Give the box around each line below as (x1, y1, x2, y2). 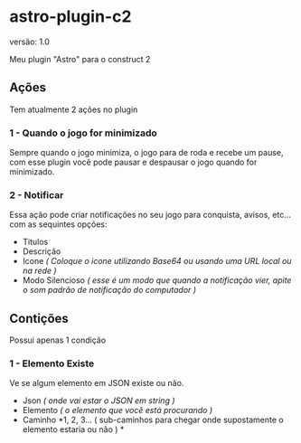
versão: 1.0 (9, 36, 50, 47)
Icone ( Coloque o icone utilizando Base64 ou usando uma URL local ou (22, 256, 292, 267)
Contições (9, 310, 70, 326)
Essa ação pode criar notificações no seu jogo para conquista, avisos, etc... (9, 210, 292, 221)
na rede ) (22, 265, 57, 277)
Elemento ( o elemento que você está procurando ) (22, 405, 213, 416)
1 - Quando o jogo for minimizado (9, 127, 158, 139)
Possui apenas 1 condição (9, 335, 107, 345)
